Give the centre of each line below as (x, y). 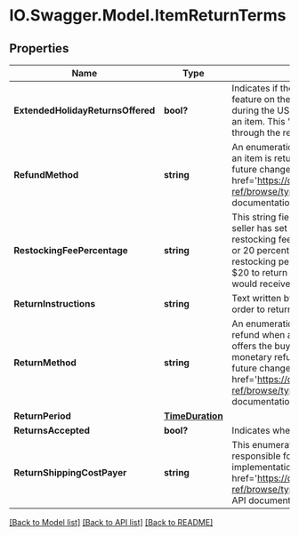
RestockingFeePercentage (71, 250)
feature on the (261, 99)
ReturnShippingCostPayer (70, 472)
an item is (252, 158)
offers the (252, 346)
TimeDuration (194, 416)
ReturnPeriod (42, 416)
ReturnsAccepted (52, 430)
